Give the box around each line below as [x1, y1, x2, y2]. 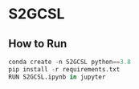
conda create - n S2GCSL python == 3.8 [8, 58, 131, 66]
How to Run [8, 37, 67, 51]
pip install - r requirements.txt [8, 65, 121, 73]
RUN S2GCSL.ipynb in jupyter [8, 73, 106, 81]
